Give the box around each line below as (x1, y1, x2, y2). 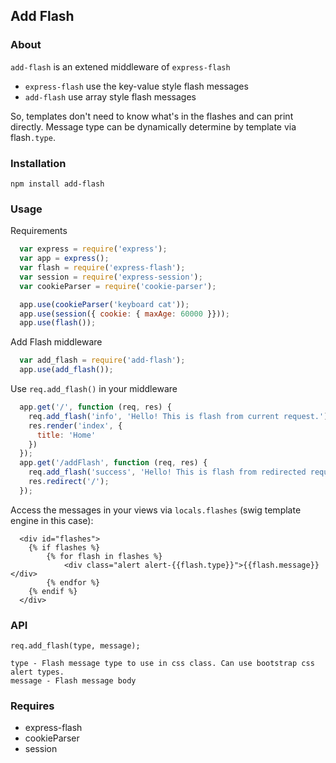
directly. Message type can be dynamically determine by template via (10, 120, 297, 133)
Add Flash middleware (10, 336, 103, 348)
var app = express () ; (19, 254, 110, 264)
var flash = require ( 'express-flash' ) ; (19, 263, 186, 273)
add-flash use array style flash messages (24, 90, 197, 103)
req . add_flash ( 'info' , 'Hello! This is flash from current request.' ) (28, 411, 329, 421)
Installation (10, 156, 67, 170)
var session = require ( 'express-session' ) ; (19, 272, 203, 282)
